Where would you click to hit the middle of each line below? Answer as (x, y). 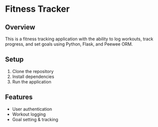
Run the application (32, 81)
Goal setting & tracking (35, 119)
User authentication (32, 109)
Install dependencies (33, 76)
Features (19, 97)
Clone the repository (33, 71)
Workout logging (29, 114)
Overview (20, 27)
